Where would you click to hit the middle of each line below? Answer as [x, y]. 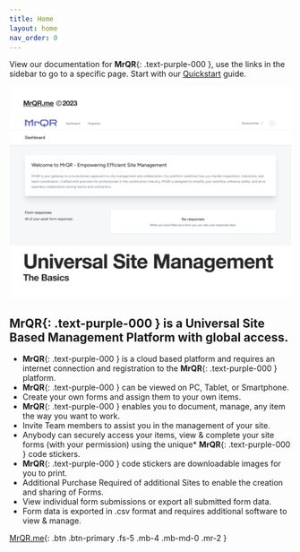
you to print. [45, 473]
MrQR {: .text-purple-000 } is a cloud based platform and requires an [149, 359]
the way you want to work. [71, 416]
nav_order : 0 [34, 38]
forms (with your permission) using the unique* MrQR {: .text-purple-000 [156, 444]
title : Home [31, 19]
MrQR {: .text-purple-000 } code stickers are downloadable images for [152, 464]
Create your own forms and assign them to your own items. [132, 397]
